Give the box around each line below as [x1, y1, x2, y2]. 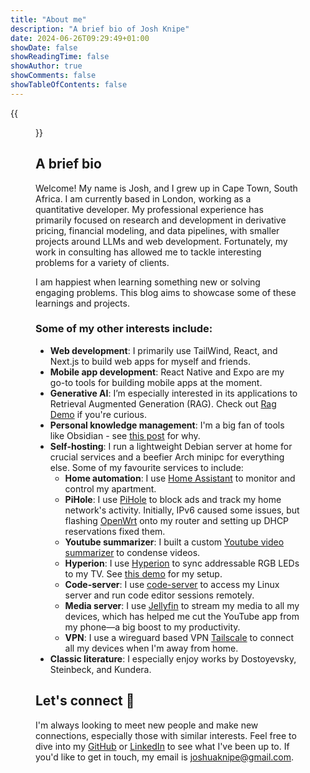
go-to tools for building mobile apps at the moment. [49, 376, 263, 388]
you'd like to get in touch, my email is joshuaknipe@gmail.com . [35, 751, 295, 763]
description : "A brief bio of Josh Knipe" [10, 24, 190, 34]
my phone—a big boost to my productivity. [64, 621, 241, 633]
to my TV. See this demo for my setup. [64, 567, 223, 580]
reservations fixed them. [64, 525, 166, 537]
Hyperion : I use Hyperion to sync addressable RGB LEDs [64, 557, 300, 569]
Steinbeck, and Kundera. [49, 663, 152, 675]
